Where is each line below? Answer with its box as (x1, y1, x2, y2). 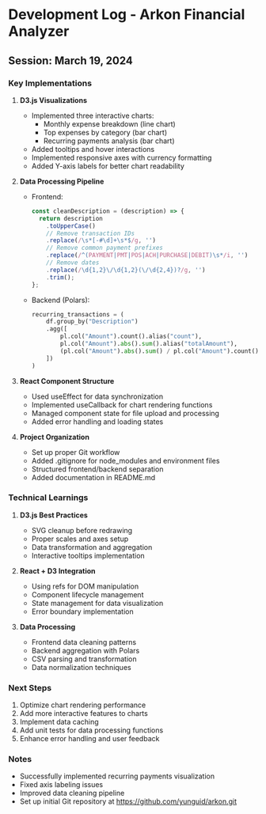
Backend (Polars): (31, 295, 90, 305)
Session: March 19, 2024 (8, 54, 133, 67)
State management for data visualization (31, 598, 164, 608)
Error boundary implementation (31, 607, 135, 616)
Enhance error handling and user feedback (19, 734, 160, 744)
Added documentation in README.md (31, 472, 156, 482)
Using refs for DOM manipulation (31, 581, 139, 591)
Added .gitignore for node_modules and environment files (31, 456, 220, 465)
